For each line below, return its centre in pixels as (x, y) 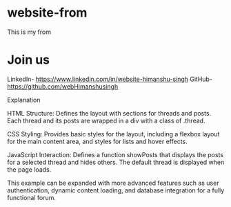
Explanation (24, 100)
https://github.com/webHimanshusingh (63, 86)
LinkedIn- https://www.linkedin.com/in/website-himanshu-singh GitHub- (110, 79)
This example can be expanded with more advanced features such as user (113, 183)
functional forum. (32, 197)
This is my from (29, 32)
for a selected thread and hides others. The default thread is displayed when (116, 162)
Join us (29, 60)
